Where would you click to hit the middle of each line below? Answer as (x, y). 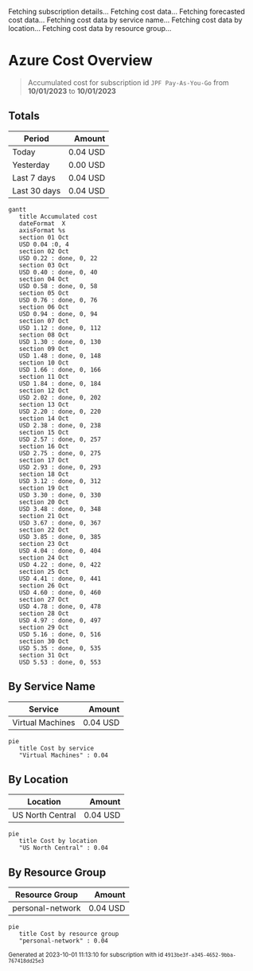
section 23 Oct (44, 544)
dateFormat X (42, 223)
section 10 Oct (44, 363)
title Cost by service (56, 748)
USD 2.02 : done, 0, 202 (60, 397)
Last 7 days (34, 177)
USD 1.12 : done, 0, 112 (60, 328)
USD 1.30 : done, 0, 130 (60, 341)
